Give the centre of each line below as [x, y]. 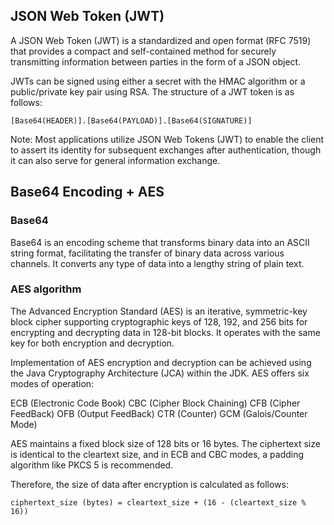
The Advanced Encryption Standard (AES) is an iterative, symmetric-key [159, 311]
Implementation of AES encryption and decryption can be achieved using [161, 362]
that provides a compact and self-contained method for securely [143, 51]
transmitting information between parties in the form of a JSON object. [156, 61]
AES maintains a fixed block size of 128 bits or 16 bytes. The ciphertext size [165, 443]
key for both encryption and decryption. [92, 343]
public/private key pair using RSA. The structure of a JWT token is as [152, 91]
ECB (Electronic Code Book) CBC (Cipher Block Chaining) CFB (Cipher [155, 403]
